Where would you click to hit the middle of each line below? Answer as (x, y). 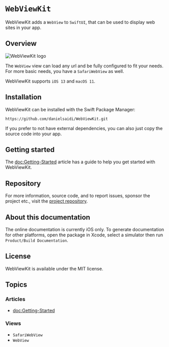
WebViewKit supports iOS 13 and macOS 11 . (50, 81)
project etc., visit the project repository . (47, 201)
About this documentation (48, 217)
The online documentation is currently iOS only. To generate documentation (85, 229)
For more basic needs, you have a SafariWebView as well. (65, 71)
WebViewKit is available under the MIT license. (54, 268)
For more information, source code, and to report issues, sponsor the (78, 196)
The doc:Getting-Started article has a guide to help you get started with (80, 162)
